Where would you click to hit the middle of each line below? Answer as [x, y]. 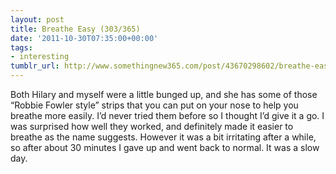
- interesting [40, 57]
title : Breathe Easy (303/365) [75, 29]
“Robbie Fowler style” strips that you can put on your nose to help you [154, 105]
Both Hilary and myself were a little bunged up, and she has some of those [164, 94]
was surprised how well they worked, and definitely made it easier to [152, 126]
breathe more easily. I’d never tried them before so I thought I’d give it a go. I [167, 115]
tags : [21, 47]
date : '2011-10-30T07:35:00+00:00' [84, 38]
